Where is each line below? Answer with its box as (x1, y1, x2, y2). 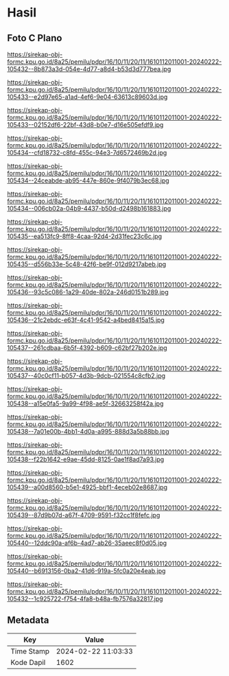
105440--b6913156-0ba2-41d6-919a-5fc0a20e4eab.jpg (7, 567, 166, 574)
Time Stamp (10, 646, 50, 656)
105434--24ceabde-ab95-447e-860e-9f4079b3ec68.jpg (7, 176, 169, 185)
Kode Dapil (10, 657, 46, 667)
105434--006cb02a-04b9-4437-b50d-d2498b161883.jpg (7, 205, 171, 212)
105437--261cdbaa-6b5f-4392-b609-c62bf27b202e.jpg (7, 344, 168, 351)
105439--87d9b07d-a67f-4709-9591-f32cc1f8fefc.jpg (7, 511, 160, 519)
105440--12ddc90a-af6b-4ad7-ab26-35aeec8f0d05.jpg (7, 539, 167, 547)
